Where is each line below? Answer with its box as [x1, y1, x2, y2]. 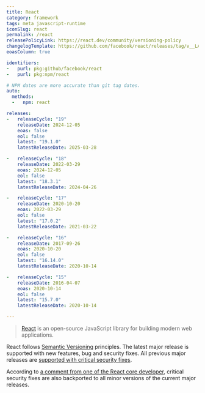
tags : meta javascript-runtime [6, 20, 86, 26]
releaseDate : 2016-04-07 [17, 280, 81, 286]
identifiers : [6, 59, 40, 66]
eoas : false [17, 127, 48, 133]
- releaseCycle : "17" [6, 195, 67, 201]
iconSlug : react [6, 26, 48, 32]
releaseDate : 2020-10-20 [17, 201, 81, 207]
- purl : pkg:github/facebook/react [6, 65, 103, 72]
